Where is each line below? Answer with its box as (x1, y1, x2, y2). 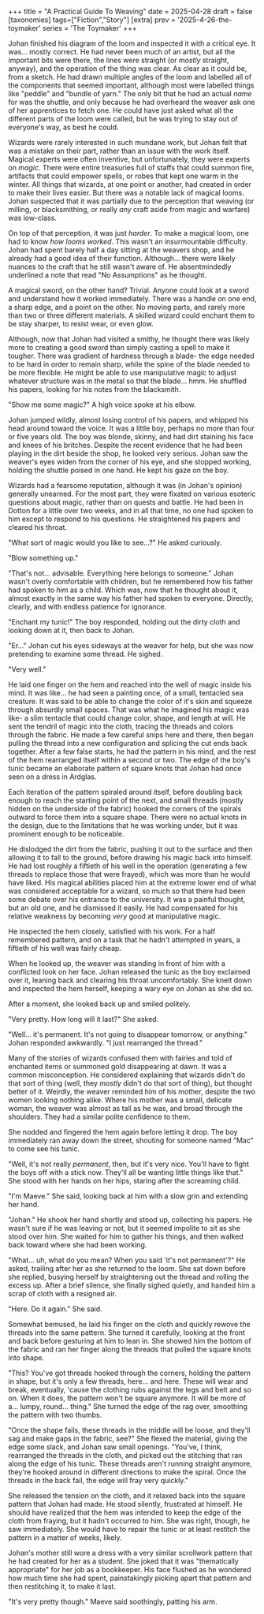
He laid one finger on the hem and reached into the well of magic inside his (8, 680, 252, 689)
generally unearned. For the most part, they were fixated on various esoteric (8, 489, 256, 498)
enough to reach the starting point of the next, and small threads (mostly (8, 796, 244, 805)
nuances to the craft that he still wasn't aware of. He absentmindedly (8, 262, 232, 271)
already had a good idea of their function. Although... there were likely (8, 254, 236, 263)
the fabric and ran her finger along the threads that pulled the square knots (8, 1344, 251, 1354)
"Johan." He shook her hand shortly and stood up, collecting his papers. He (8, 1215, 253, 1224)
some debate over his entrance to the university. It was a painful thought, (8, 895, 246, 904)
